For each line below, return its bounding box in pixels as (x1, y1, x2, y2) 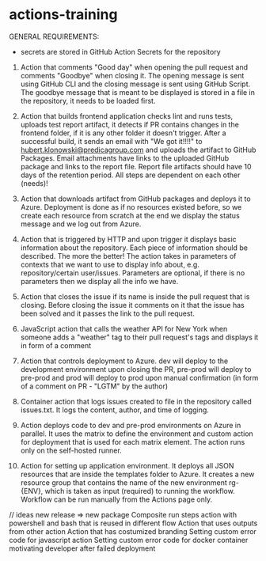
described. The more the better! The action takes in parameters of (20, 251, 237, 260)
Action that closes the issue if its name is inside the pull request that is (20, 291, 250, 301)
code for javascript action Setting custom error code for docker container (9, 535, 249, 544)
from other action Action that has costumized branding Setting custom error (9, 526, 256, 536)
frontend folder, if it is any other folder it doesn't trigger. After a (20, 128, 226, 138)
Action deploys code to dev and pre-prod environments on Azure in (20, 420, 241, 430)
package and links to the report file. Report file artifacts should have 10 (20, 161, 252, 171)
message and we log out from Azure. (20, 219, 142, 229)
